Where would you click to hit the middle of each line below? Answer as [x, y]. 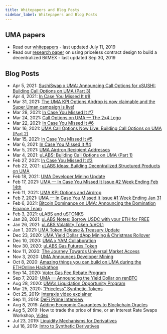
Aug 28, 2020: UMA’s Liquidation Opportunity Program [69, 283]
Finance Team [27, 209]
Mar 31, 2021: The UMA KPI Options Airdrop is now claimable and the [84, 102]
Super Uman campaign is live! [43, 107]
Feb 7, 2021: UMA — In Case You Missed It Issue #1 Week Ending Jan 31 [87, 198]
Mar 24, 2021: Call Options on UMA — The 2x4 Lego [67, 118]
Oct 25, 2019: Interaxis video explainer [52, 294]
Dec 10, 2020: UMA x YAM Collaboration [54, 241]
